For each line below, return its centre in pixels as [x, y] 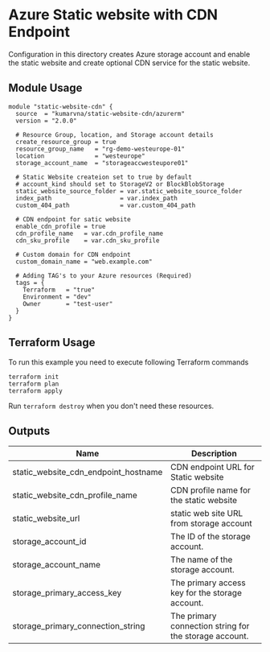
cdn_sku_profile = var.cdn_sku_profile [88, 240]
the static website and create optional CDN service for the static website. [129, 63]
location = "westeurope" [81, 156]
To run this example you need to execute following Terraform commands [129, 362]
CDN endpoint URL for [212, 467]
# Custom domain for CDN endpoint [73, 254]
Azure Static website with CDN [113, 15]
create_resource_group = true [66, 142]
